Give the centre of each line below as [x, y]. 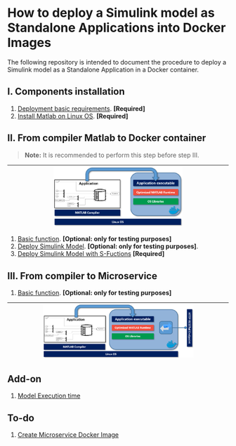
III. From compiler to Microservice [83, 276]
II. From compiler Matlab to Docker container [107, 138]
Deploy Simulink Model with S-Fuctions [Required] [91, 254]
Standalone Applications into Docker [117, 28]
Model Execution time [49, 396]
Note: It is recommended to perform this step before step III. [112, 155]
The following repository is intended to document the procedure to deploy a [117, 62]
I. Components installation [66, 92]
